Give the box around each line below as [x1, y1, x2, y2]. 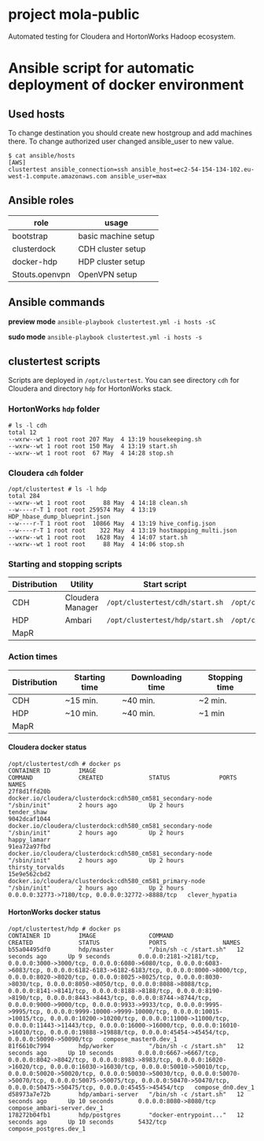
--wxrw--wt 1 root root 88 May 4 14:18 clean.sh [8, 499, 189, 507]
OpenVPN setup [78, 269, 137, 280]
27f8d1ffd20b [8, 787, 51, 795]
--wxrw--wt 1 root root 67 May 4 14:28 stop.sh [8, 449, 174, 457]
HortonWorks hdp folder [8, 403, 101, 414]
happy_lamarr [8, 835, 51, 844]
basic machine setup [78, 230, 155, 241]
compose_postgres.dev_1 [8, 1124, 86, 1132]
